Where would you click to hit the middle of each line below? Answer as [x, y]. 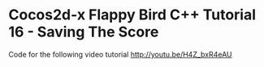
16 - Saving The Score [84, 32]
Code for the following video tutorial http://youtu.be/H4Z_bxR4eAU [121, 54]
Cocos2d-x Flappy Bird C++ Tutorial [132, 15]
